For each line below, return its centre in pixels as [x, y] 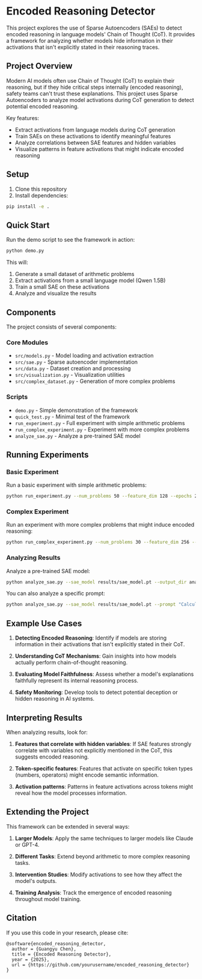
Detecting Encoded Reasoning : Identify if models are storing [91, 638]
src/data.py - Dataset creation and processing [73, 368]
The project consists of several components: [62, 327]
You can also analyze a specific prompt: [56, 594]
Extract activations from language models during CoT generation [95, 130]
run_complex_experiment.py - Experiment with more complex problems [102, 429]
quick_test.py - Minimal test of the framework [72, 416]
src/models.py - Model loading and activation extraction [84, 356]
